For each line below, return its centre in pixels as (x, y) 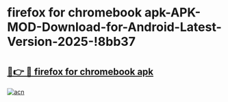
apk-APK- (173, 13)
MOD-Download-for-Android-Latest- (115, 27)
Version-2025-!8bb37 (71, 42)
